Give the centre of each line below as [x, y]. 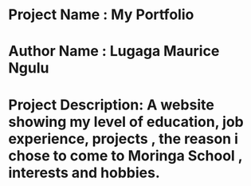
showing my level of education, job [126, 122]
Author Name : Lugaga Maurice [114, 51]
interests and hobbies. [84, 172]
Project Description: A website [112, 105]
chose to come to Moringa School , [125, 155]
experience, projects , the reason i [124, 139]
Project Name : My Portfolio [101, 15]
